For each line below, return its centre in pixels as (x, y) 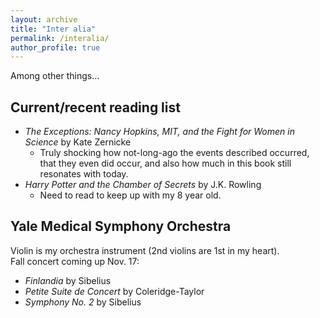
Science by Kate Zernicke (78, 142)
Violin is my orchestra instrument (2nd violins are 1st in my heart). (145, 250)
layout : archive (44, 19)
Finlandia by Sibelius (68, 280)
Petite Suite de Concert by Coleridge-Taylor (114, 291)
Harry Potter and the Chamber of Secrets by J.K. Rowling (143, 185)
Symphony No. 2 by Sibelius (83, 302)
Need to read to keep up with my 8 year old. (130, 195)
